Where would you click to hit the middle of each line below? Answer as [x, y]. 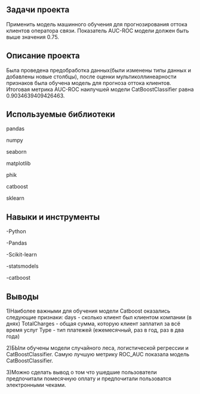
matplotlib [19, 163]
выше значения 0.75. [33, 37]
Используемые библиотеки [61, 114]
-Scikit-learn [21, 255]
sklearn [16, 198]
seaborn [16, 152]
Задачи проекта [38, 10]
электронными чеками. [36, 385]
